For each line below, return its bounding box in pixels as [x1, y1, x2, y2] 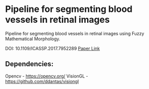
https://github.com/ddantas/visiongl [5, 78, 79, 84]
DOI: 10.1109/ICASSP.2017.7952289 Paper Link [5, 45, 100, 51]
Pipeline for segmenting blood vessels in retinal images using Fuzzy [5, 30, 145, 36]
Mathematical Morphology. [5, 36, 61, 42]
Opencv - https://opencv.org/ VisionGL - [5, 73, 88, 79]
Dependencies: [5, 60, 54, 68]
